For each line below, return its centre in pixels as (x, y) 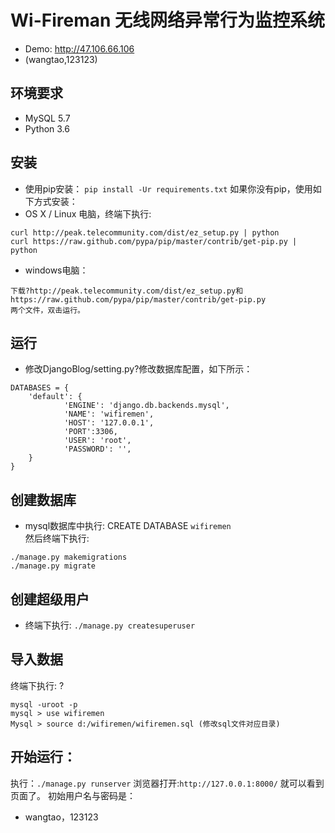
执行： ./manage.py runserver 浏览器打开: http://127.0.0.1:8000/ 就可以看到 (167, 783)
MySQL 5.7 (47, 118)
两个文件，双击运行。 (47, 310)
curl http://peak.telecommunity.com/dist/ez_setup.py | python (145, 232)
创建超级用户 (50, 599)
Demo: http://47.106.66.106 (79, 48)
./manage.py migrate (53, 566)
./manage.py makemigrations (69, 557)
